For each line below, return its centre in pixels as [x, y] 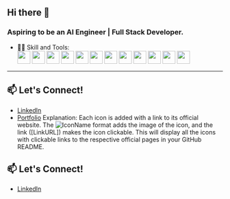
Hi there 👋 [28, 13]
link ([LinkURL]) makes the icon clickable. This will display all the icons [116, 132]
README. [30, 147]
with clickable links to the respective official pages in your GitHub [109, 139]
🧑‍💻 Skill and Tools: [43, 47]
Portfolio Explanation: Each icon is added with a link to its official [107, 117]
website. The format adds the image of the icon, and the [115, 125]
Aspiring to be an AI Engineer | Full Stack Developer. [95, 32]
